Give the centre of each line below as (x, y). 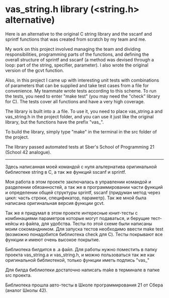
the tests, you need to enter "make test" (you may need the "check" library (83, 96)
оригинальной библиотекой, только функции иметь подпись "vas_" (77, 260)
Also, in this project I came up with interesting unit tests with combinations (82, 80)
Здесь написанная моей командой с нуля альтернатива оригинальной (81, 167)
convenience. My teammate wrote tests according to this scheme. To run (81, 91)
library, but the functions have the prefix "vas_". (55, 122)
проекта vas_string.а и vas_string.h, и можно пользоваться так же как (80, 255)
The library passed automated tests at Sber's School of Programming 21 (80, 146)
